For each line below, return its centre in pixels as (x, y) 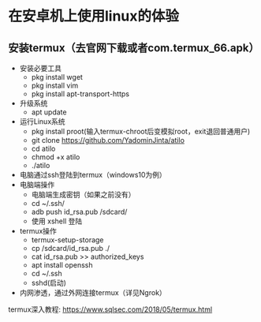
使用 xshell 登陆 (57, 221)
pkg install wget (57, 77)
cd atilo (43, 148)
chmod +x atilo (56, 157)
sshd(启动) (49, 283)
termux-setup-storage (67, 240)
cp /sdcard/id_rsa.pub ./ (71, 248)
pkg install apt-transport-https (80, 94)
